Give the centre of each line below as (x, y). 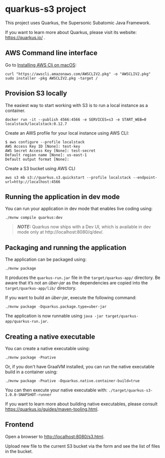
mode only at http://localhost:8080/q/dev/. (60, 232)
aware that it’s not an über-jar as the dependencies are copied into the (77, 283)
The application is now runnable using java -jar (54, 316)
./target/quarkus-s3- (130, 390)
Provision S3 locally (36, 93)
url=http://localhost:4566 (33, 182)
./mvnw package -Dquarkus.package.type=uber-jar (56, 307)
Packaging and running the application (66, 247)
